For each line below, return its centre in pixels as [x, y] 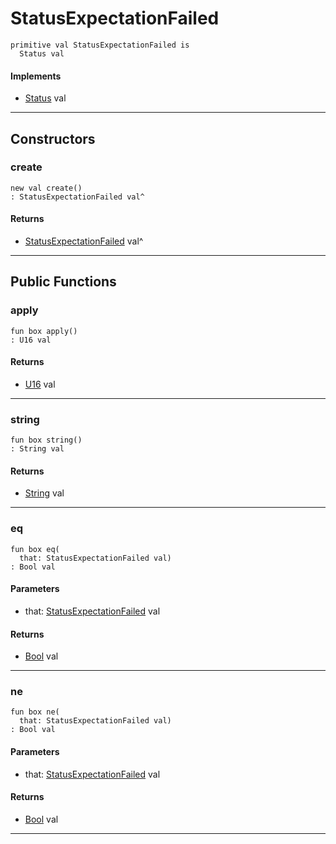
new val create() [46, 188]
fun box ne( [35, 712]
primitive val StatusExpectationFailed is [100, 45]
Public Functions [63, 282]
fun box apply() [44, 331]
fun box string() [46, 440]
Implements [36, 76]
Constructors [53, 138]
